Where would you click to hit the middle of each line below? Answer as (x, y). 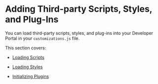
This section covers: (26, 48)
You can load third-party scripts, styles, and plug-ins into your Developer (79, 33)
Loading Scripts (28, 57)
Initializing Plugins (31, 76)
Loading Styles (27, 67)
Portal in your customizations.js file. (42, 38)
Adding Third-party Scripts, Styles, (79, 9)
